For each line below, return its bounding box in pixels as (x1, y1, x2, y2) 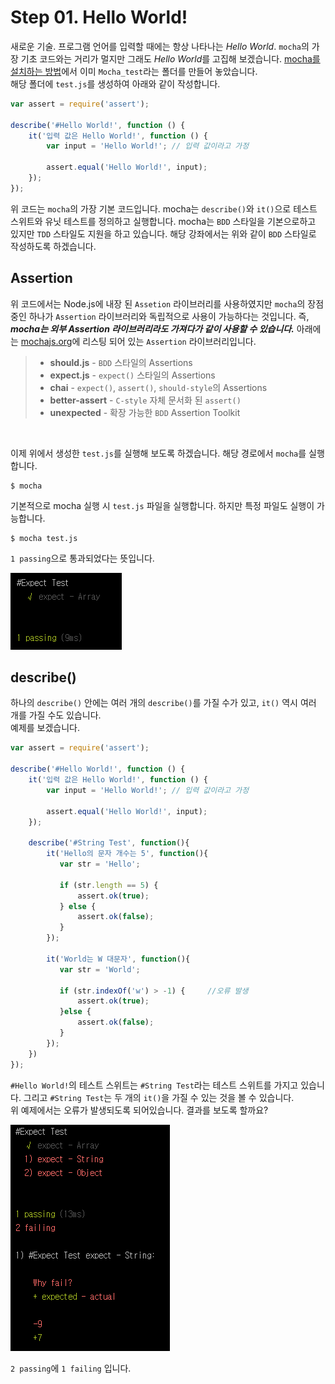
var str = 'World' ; (59, 964, 141, 975)
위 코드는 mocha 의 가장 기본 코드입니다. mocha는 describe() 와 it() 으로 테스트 (10, 202, 318, 215)
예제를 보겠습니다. (10, 722, 81, 734)
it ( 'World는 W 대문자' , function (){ (46, 954, 191, 964)
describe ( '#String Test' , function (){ (28, 838, 190, 848)
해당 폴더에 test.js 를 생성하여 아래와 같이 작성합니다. (10, 77, 221, 90)
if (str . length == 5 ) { (59, 880, 159, 890)
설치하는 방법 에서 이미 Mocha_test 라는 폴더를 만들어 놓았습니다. (10, 65, 258, 77)
